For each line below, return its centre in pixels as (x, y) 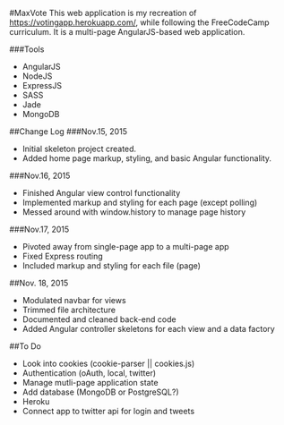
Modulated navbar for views (74, 300)
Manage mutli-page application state (90, 382)
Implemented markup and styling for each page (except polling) (140, 202)
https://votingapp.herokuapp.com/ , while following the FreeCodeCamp (140, 22)
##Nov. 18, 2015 (39, 283)
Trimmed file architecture (69, 310)
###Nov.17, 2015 (39, 229)
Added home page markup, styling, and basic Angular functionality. (146, 158)
